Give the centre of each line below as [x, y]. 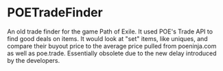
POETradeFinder [55, 13]
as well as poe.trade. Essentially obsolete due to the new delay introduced [112, 53]
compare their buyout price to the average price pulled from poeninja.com [112, 46]
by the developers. [34, 60]
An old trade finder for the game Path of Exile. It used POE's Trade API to [110, 31]
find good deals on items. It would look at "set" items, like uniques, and [107, 38]
